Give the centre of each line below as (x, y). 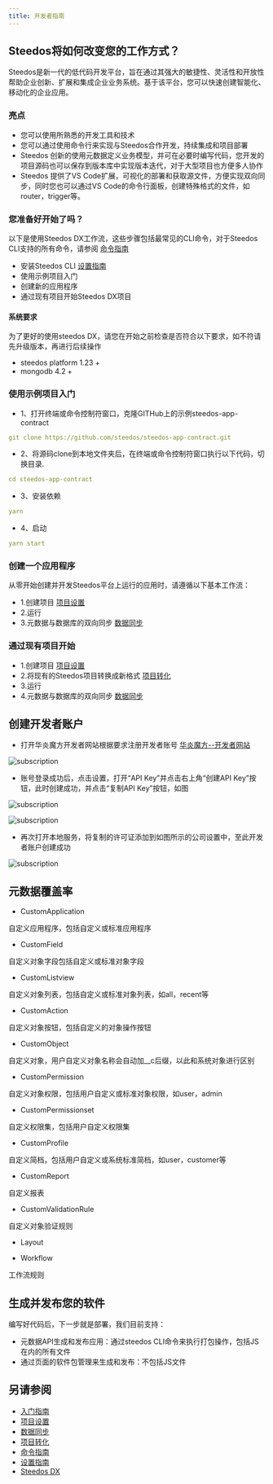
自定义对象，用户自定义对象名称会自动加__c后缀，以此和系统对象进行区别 (132, 1060)
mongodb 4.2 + (46, 371)
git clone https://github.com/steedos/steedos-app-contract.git (120, 437)
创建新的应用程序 (49, 287)
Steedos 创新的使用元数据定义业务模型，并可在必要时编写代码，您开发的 (142, 155)
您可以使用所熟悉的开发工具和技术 (77, 134)
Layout (32, 1242)
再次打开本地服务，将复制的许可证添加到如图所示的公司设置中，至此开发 (141, 837)
